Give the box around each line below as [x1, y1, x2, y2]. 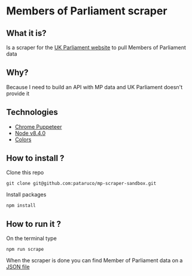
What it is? [6, 28, 47, 38]
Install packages [6, 191, 47, 198]
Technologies [6, 107, 59, 117]
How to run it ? [6, 219, 62, 229]
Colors [14, 136, 32, 143]
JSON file [6, 263, 30, 271]
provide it [6, 90, 30, 97]
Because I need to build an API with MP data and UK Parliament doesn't [6, 83, 183, 90]
